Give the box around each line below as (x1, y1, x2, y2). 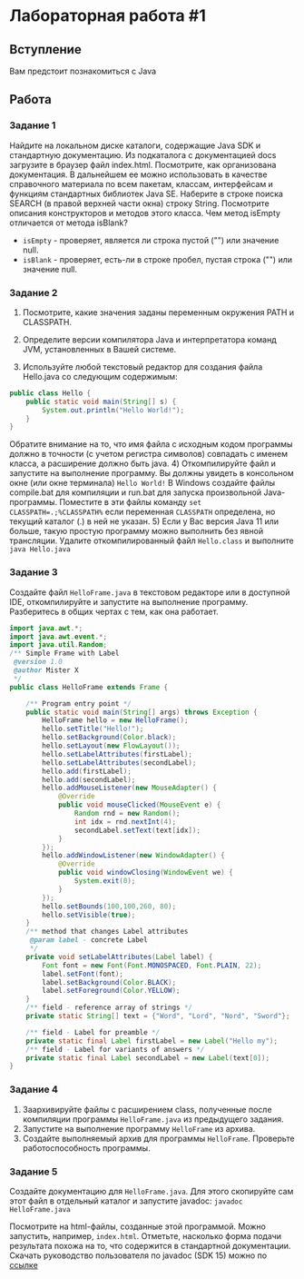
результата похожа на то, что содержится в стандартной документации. (9, 1240, 291, 1251)
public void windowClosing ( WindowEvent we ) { (57, 868, 233, 877)
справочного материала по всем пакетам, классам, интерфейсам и (9, 178, 274, 189)
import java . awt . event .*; (9, 632, 107, 641)
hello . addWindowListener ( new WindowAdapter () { (42, 851, 225, 860)
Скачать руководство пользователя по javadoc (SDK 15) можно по (9, 1250, 268, 1261)
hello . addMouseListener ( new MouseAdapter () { (42, 783, 218, 793)
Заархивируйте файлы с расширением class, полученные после (22, 1104, 272, 1115)
